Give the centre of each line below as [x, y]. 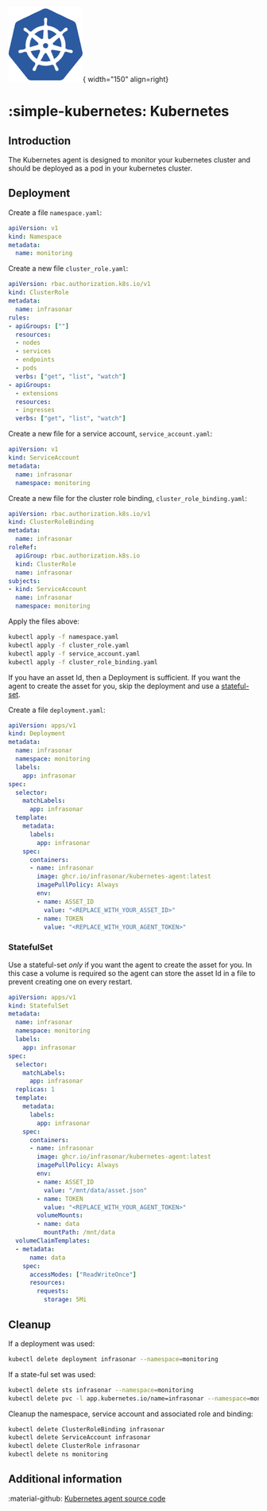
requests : [53, 1291]
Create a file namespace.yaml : [55, 212]
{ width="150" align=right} [126, 79]
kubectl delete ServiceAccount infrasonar [79, 1438]
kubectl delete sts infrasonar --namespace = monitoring [101, 1390]
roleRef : [23, 548]
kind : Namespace [35, 237]
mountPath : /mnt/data [79, 1233]
